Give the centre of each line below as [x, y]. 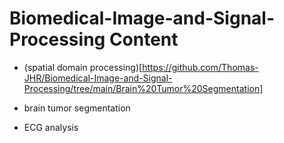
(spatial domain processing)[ [83, 67]
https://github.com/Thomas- [200, 67]
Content [143, 39]
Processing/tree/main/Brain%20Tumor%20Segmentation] [143, 88]
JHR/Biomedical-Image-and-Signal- [98, 78]
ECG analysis [51, 127]
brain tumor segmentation [77, 108]
